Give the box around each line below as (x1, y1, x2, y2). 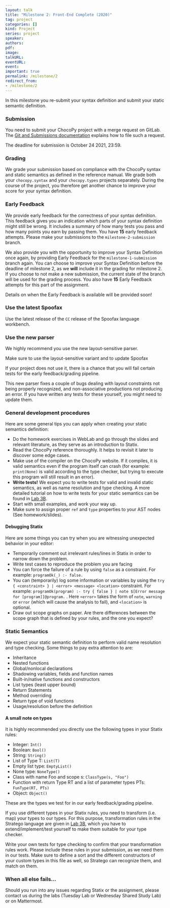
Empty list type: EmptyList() (12, 763, 72, 769)
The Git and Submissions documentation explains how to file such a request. (5, 132, 165, 138)
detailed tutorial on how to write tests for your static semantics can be (12, 490, 159, 496)
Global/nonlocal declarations (12, 665, 73, 671)
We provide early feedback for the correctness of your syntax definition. (5, 212, 157, 218)
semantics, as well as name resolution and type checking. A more (12, 485, 150, 491)
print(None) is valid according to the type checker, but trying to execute (12, 469, 164, 475)
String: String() (12, 752, 47, 758)
